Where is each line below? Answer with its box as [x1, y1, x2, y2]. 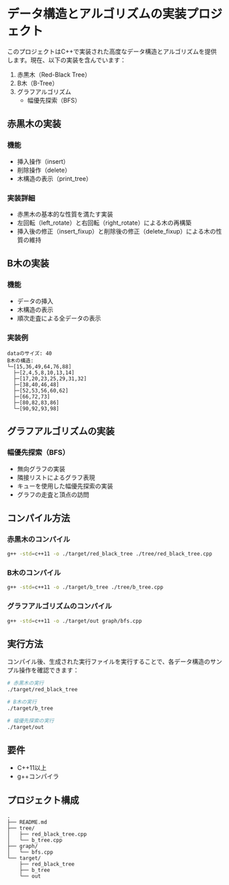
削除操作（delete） [16, 166, 71, 174]
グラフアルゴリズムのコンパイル [7, 601, 112, 611]
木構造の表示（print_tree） [16, 174, 92, 182]
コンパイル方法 [7, 512, 70, 524]
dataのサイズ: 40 [7, 350, 53, 357]
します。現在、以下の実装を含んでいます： [7, 55, 126, 64]
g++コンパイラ [16, 772, 59, 781]
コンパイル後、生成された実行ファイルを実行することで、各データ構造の [7, 658, 211, 666]
